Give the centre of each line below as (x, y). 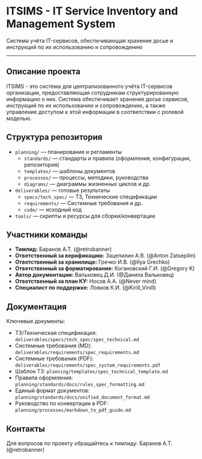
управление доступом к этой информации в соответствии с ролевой (95, 112)
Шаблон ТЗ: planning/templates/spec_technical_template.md (91, 372)
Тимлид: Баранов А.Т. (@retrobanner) (63, 249)
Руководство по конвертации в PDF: (62, 404)
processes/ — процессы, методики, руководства (86, 177)
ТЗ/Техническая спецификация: (56, 333)
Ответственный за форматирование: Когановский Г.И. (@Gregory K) (105, 268)
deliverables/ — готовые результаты (62, 190)
